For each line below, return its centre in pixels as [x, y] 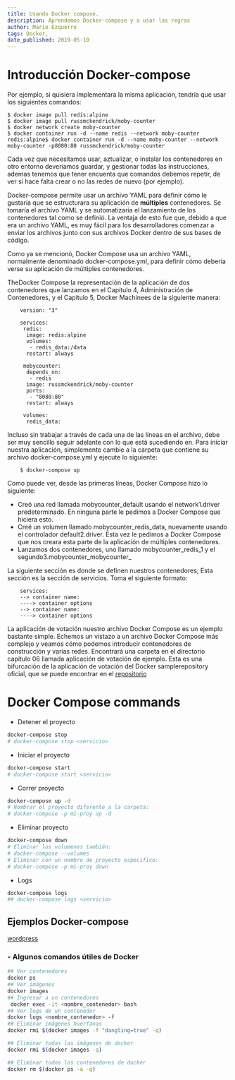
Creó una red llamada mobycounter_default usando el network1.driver [119, 505]
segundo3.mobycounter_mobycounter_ [74, 557]
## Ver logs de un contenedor [52, 1011]
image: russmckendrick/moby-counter [80, 385]
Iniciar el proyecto [44, 755]
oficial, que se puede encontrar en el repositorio [77, 674]
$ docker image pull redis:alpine [58, 115]
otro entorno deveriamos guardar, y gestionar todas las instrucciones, [108, 167]
